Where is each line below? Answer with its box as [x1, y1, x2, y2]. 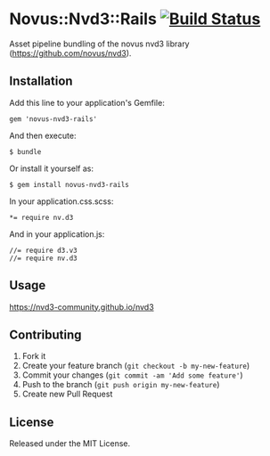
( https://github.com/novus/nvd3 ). [9, 47, 132, 58]
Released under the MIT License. [9, 438, 131, 449]
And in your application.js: [9, 228, 105, 240]
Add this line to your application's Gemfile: [9, 97, 165, 108]
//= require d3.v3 [9, 246, 78, 255]
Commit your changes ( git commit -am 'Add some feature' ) [21, 370, 243, 380]
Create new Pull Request [21, 388, 113, 400]
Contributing [9, 327, 82, 342]
